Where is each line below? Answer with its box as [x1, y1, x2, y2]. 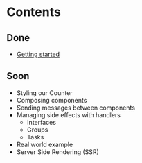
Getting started [16, 50, 60, 58]
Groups [26, 126, 48, 134]
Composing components [16, 96, 87, 104]
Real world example [16, 140, 73, 148]
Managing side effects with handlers [16, 110, 121, 119]
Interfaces [26, 118, 57, 126]
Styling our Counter [16, 88, 73, 97]
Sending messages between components [16, 103, 136, 112]
